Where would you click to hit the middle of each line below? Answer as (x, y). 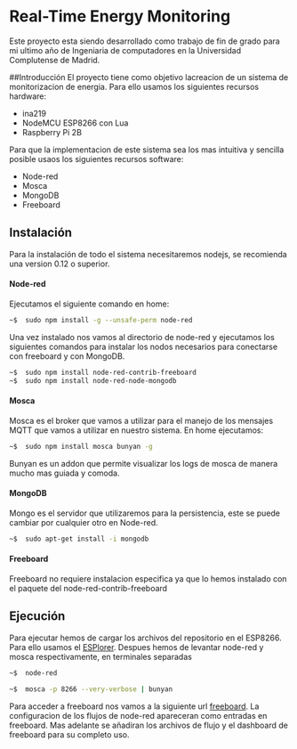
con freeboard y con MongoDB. (67, 356)
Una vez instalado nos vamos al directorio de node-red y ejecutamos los (142, 337)
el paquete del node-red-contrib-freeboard (88, 588)
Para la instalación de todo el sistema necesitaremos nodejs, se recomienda (148, 254)
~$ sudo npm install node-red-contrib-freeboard (103, 372)
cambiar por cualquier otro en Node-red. (84, 522)
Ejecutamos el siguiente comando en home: (89, 304)
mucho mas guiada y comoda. (64, 473)
